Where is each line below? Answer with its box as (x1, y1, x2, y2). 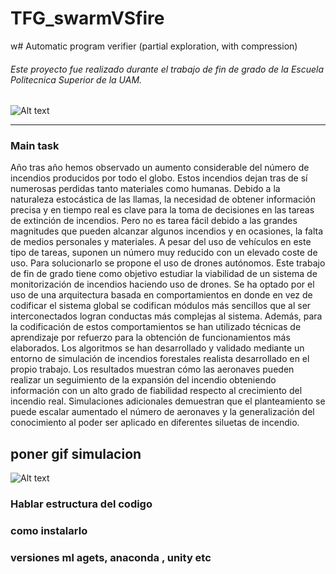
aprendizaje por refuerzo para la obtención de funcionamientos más (10, 332, 291, 344)
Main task (10, 139, 60, 153)
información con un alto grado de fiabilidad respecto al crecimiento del (10, 385, 303, 397)
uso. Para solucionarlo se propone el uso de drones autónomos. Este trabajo (10, 257, 326, 269)
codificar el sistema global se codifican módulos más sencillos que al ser (10, 300, 312, 312)
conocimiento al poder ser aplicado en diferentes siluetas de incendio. (10, 417, 300, 429)
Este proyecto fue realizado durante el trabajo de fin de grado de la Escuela (10, 63, 325, 75)
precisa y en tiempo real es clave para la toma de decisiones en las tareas (10, 204, 315, 216)
